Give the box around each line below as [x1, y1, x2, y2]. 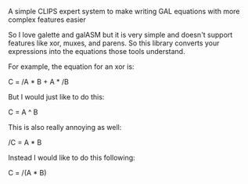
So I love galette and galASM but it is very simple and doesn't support [8, 31, 233, 39]
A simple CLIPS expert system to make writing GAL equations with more [8, 7, 240, 16]
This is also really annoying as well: [8, 123, 122, 132]
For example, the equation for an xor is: [8, 62, 135, 71]
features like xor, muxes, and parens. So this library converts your [8, 38, 220, 48]
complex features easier [8, 15, 86, 24]
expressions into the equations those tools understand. [8, 47, 185, 56]
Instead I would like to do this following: [8, 153, 135, 162]
